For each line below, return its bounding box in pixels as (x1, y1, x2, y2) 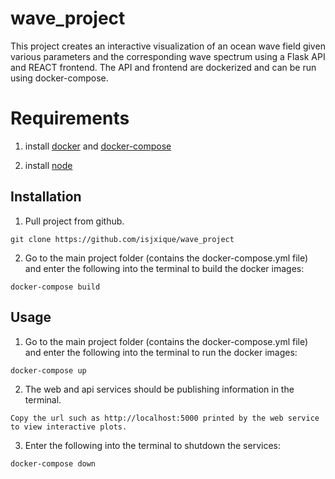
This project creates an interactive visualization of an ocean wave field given (10, 40, 326, 52)
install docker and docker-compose (24, 140, 172, 152)
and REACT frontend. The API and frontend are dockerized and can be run (10, 61, 317, 73)
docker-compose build (10, 282, 101, 292)
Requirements (10, 107, 130, 130)
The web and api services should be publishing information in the (24, 383, 295, 395)
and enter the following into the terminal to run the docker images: (24, 346, 298, 358)
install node (24, 159, 73, 171)
